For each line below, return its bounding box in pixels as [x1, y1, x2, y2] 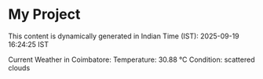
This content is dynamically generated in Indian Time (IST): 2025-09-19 [8, 31, 239, 41]
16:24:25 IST [8, 39, 49, 48]
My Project [8, 5, 81, 23]
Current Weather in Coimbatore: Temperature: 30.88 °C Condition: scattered [8, 55, 255, 64]
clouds [8, 63, 31, 72]
